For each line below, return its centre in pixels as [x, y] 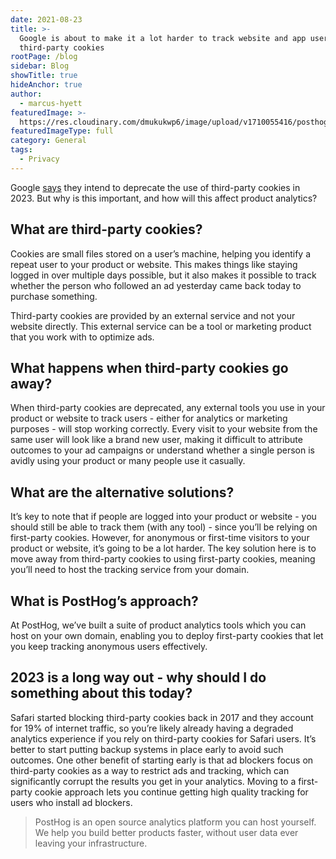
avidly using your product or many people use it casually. [128, 461]
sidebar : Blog [40, 66]
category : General [48, 141]
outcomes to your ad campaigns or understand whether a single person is [162, 450]
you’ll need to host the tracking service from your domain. [130, 570]
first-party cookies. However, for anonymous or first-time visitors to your [160, 538]
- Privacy [39, 159]
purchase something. [54, 296]
